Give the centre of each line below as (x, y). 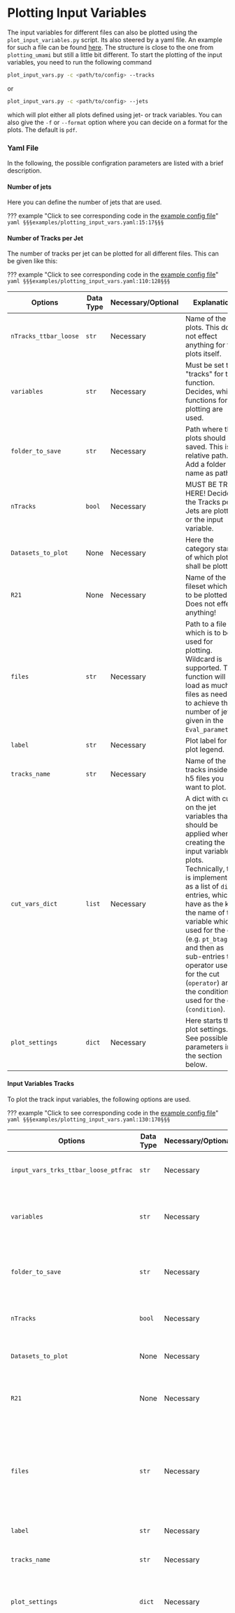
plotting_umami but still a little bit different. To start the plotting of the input (115, 55)
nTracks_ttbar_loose (45, 336)
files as (197, 694)
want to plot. (206, 788)
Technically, (205, 869)
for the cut (202, 974)
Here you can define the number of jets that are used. (85, 202)
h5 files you (205, 778)
